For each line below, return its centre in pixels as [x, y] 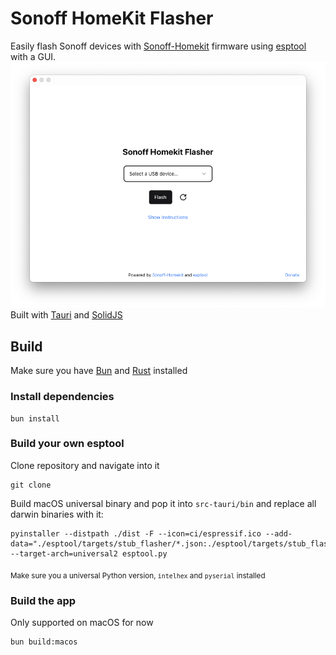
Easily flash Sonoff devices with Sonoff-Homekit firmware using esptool [158, 46]
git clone [31, 485]
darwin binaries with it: [57, 514]
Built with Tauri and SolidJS [66, 315]
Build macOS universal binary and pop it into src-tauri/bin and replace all [163, 503]
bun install [35, 418]
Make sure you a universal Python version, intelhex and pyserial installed [138, 575]
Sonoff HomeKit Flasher [112, 18]
